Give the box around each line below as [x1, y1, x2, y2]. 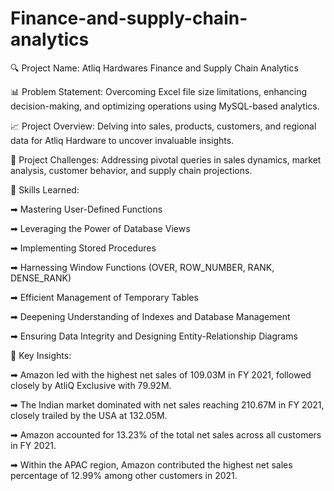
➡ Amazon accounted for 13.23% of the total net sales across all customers [10, 428, 322, 441]
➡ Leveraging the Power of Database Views [10, 222, 191, 234]
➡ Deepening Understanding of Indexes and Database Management [10, 310, 291, 322]
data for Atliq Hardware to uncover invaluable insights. [10, 134, 235, 146]
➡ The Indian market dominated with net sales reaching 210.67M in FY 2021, [10, 398, 325, 411]
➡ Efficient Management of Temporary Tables [10, 291, 199, 303]
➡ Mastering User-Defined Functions [10, 203, 163, 215]
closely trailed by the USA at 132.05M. [10, 409, 168, 421]
